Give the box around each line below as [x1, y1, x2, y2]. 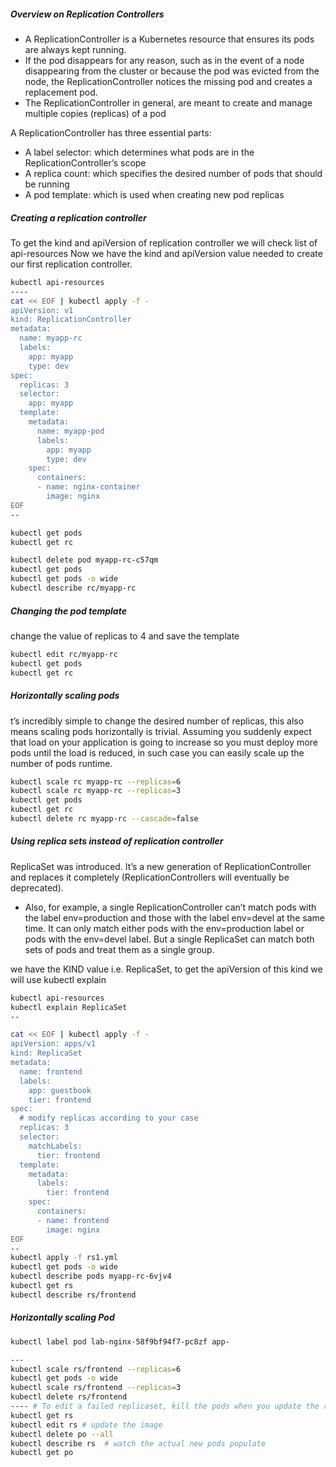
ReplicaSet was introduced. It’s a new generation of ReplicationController [10, 860, 312, 872]
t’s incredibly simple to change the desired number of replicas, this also [10, 715, 305, 727]
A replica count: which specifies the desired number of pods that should [24, 167, 323, 179]
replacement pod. [24, 86, 98, 98]
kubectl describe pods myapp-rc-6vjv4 [10, 1271, 172, 1282]
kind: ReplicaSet [10, 1048, 83, 1059]
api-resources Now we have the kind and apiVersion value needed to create [10, 247, 323, 259]
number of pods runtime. [10, 757, 113, 769]
